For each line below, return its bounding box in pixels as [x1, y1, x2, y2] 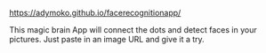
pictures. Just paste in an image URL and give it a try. [9, 34, 205, 44]
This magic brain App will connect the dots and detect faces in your [9, 25, 257, 34]
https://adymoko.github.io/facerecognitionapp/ [9, 8, 181, 18]
